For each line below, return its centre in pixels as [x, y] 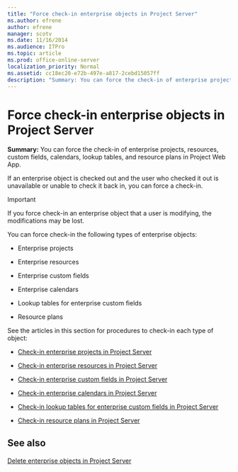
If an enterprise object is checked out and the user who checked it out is [113, 179]
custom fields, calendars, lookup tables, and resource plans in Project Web [117, 157]
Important [22, 200]
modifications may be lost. [46, 221]
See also [27, 443]
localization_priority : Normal [53, 67]
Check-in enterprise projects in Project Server [85, 352]
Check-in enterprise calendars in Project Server [87, 393]
